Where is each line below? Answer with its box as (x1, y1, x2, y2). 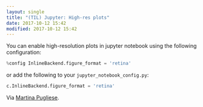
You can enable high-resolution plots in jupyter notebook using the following (6, 42, 197, 50)
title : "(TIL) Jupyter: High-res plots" (6, 15, 110, 21)
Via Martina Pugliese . (6, 94, 59, 101)
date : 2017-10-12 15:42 (6, 20, 67, 26)
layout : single (6, 8, 45, 15)
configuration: (6, 49, 41, 56)
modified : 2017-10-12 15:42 (6, 25, 78, 32)
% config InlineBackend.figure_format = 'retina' (6, 60, 131, 66)
